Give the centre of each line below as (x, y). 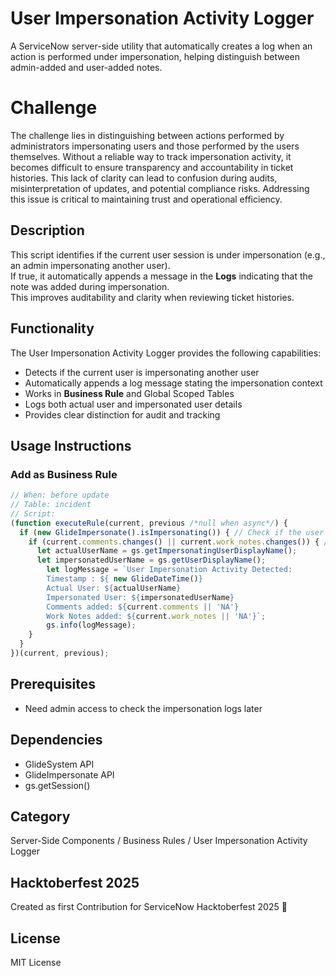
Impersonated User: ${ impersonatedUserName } (140, 597)
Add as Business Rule (64, 474)
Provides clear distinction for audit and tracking (122, 414)
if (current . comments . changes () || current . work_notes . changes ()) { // (180, 542)
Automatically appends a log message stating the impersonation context (173, 383)
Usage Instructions (71, 445)
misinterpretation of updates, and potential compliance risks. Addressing (160, 188)
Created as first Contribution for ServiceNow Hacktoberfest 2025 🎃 (149, 907)
